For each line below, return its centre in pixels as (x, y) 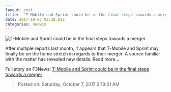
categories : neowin (26, 24)
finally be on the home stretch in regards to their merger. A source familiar (83, 54)
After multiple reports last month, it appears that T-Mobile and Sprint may (82, 48)
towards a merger (24, 75)
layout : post (19, 10)
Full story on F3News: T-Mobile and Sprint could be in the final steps (77, 69)
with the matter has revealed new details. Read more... (62, 59)
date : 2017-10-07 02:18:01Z (35, 19)
